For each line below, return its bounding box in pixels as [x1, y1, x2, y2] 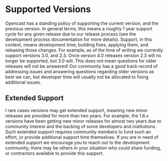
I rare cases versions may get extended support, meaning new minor [5, 107, 148, 113]
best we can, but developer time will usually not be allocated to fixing [5, 74, 149, 80]
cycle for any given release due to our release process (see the [5, 31, 136, 37]
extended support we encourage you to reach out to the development [5, 139, 150, 145]
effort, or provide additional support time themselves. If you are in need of [5, 134, 158, 140]
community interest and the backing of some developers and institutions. [5, 123, 157, 129]
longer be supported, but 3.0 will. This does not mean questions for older [5, 58, 157, 64]
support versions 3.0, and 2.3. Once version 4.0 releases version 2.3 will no [5, 52, 162, 59]
